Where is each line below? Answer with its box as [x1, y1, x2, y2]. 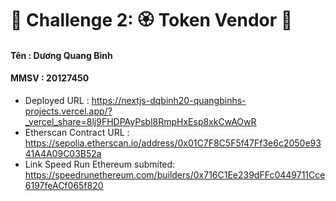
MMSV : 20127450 [10, 72, 90, 84]
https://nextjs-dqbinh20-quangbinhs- [91, 94, 247, 106]
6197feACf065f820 [24, 179, 104, 191]
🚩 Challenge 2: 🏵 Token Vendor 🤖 [10, 9, 293, 32]
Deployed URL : [24, 94, 90, 106]
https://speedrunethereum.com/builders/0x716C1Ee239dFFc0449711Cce [24, 168, 326, 181]
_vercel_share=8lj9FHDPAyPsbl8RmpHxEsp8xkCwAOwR [24, 115, 257, 127]
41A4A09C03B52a [24, 147, 102, 159]
